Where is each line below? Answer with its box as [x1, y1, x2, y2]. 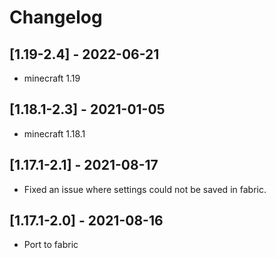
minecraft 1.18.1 [23, 127, 86, 140]
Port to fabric [23, 239, 79, 251]
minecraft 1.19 [23, 72, 81, 84]
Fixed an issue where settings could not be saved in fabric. [23, 183, 267, 195]
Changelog [9, 6, 103, 29]
